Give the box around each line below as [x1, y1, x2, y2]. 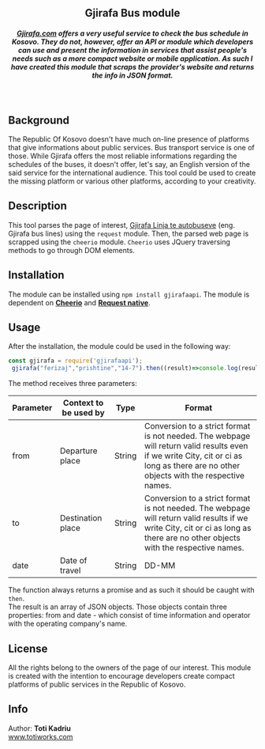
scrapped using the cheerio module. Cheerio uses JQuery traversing [8, 236, 231, 247]
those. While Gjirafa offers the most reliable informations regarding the [8, 151, 237, 161]
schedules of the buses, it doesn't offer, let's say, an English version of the [8, 159, 251, 168]
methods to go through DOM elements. [8, 245, 136, 255]
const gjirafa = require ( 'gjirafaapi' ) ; [8, 357, 144, 365]
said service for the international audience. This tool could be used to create [8, 168, 256, 177]
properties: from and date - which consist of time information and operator [8, 611, 251, 620]
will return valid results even [144, 441, 248, 452]
